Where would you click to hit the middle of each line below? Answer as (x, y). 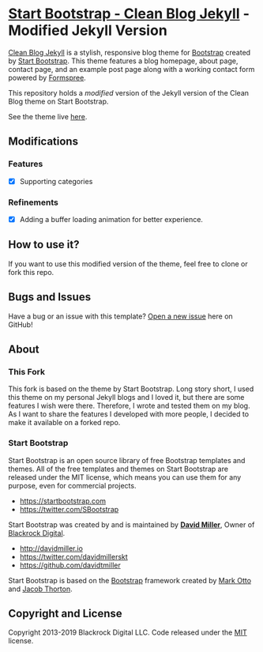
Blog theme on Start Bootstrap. (58, 101)
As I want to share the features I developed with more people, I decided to (129, 414)
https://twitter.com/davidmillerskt (73, 556)
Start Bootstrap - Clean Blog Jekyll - (129, 14)
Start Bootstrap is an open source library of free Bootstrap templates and (127, 460)
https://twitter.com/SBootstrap (69, 509)
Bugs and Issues (50, 297)
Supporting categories (56, 181)
